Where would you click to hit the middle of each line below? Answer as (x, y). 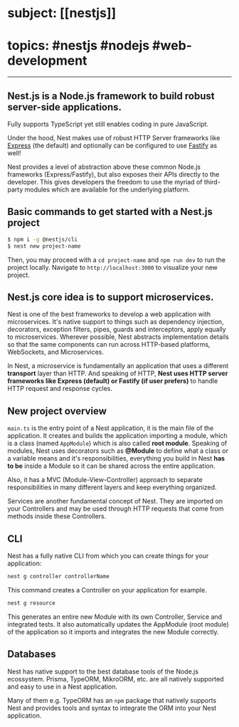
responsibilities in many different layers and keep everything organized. (112, 487)
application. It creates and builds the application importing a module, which (117, 436)
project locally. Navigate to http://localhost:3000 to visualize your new (113, 267)
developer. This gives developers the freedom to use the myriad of (105, 182)
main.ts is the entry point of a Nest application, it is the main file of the (111, 428)
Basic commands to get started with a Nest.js (110, 212)
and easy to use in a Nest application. (63, 686)
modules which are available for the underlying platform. (107, 189)
